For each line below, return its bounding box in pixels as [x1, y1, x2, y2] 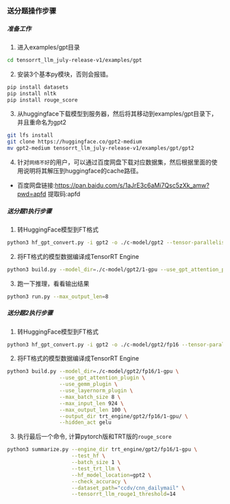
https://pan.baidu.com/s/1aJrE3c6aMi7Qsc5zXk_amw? [54, 181, 210, 190]
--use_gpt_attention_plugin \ [59, 374, 146, 382]
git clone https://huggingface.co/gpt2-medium [7, 139, 142, 146]
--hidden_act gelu [59, 419, 112, 426]
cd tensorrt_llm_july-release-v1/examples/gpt [7, 56, 142, 63]
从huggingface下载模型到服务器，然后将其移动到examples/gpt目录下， [16, 110, 218, 118]
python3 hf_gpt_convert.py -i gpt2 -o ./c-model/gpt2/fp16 [7, 341, 179, 348]
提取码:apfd [47, 190, 81, 198]
